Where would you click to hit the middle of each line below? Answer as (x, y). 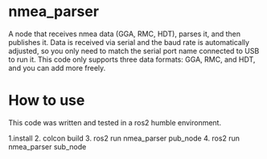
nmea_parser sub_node (47, 146)
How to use (47, 101)
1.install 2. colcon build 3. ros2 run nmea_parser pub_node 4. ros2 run (124, 138)
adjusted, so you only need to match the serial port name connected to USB (134, 51)
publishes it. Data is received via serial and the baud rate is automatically (129, 42)
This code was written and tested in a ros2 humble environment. (115, 122)
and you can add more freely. (57, 67)
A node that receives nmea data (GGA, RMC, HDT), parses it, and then (125, 34)
